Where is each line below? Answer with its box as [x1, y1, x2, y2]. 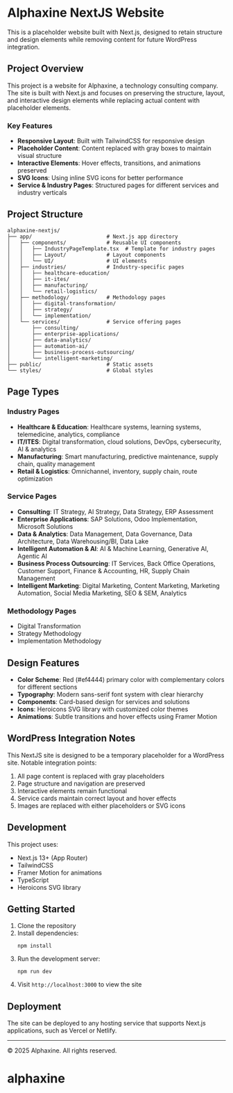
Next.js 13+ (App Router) [17, 854, 88, 862]
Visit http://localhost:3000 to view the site [17, 980, 142, 989]
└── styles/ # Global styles [7, 367, 154, 374]
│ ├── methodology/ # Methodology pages [7, 294, 166, 301]
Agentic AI [17, 552, 47, 560]
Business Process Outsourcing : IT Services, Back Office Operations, [17, 559, 216, 568]
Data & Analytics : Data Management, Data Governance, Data [17, 529, 193, 538]
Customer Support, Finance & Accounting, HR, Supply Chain [17, 566, 190, 575]
